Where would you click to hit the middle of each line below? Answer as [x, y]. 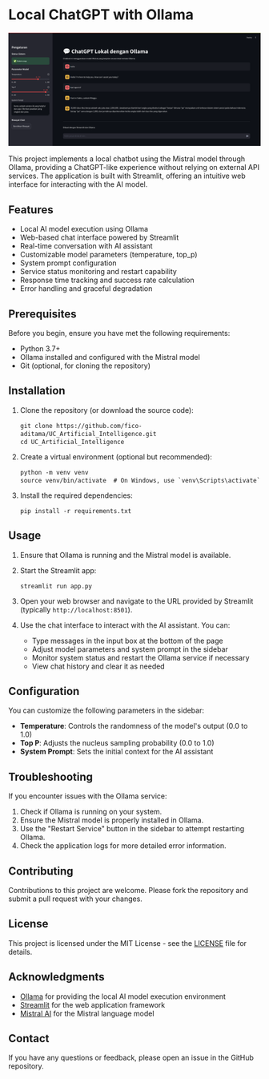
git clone [36, 426]
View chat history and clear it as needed [98, 666]
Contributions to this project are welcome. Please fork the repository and [128, 891]
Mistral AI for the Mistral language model [87, 1013]
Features [31, 210]
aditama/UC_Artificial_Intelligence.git [88, 434]
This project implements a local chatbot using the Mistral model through [127, 159]
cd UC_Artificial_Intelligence [72, 442]
